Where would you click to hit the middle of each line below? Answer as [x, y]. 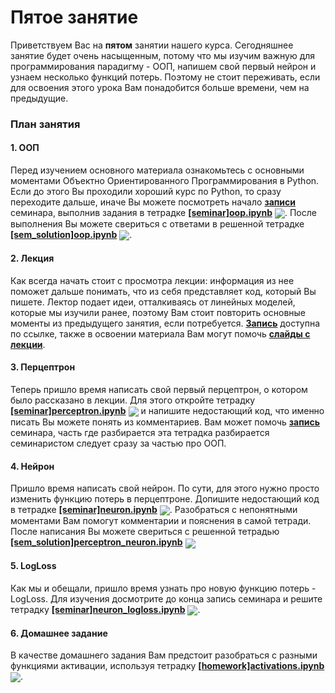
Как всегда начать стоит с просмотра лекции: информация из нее [152, 280]
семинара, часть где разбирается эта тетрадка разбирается [140, 432]
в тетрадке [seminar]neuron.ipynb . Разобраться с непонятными [154, 510]
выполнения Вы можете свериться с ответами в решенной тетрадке [157, 224]
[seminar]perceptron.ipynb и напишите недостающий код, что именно [167, 410]
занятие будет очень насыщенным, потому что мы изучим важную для [163, 55]
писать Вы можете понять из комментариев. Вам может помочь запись [165, 422]
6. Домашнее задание [59, 633]
